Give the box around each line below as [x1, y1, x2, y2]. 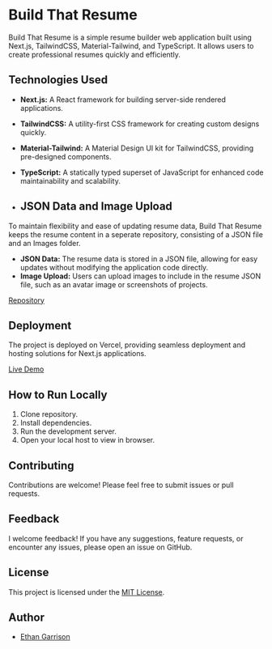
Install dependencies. [19, 418, 92, 428]
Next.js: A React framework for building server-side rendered [19, 95, 227, 104]
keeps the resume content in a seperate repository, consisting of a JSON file [8, 229, 263, 240]
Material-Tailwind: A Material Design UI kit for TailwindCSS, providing [19, 143, 254, 153]
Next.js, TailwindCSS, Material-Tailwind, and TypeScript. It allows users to [8, 40, 254, 50]
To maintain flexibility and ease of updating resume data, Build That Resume [8, 221, 262, 231]
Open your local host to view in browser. [19, 435, 155, 445]
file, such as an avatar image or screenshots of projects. [19, 279, 208, 289]
